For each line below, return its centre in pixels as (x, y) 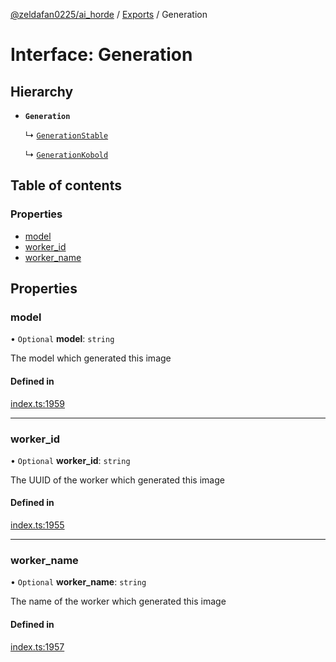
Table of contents (66, 185)
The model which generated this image (91, 358)
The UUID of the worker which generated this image (117, 480)
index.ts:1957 (37, 646)
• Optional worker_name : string (78, 582)
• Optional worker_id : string (70, 460)
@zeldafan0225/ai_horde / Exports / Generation (109, 14)
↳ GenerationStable (66, 135)
